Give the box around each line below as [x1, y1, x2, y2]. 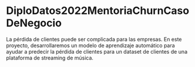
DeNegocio [6, 16, 62, 30]
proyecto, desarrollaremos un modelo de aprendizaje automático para [6, 42, 175, 49]
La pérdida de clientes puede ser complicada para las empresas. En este [6, 36, 182, 43]
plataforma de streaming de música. [6, 54, 94, 61]
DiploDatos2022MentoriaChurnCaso [6, 4, 190, 17]
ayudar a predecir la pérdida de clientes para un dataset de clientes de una [6, 48, 188, 55]
